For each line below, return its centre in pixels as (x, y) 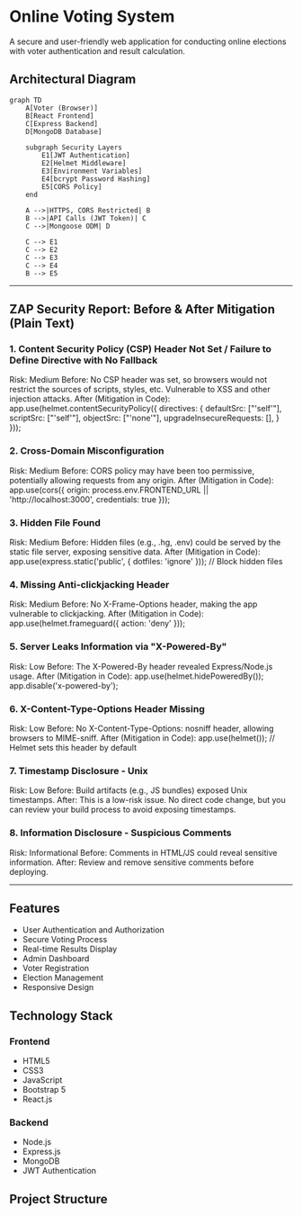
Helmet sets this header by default (73, 747)
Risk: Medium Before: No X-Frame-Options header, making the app (133, 604)
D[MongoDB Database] (64, 131)
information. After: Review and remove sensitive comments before (132, 862)
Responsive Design (58, 987)
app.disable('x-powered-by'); (64, 685)
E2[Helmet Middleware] (84, 163)
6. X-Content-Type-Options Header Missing (107, 708)
